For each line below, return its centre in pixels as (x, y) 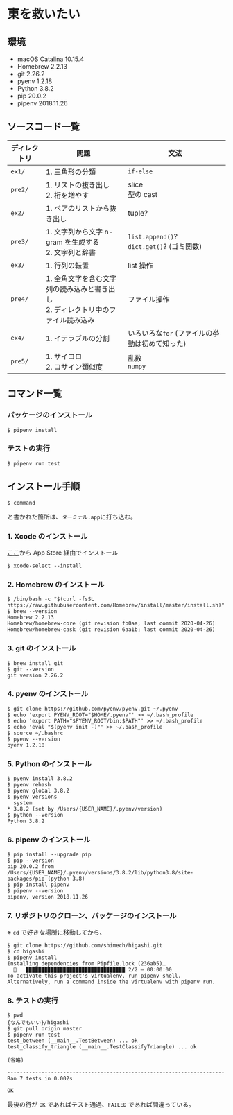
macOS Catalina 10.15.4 (51, 59)
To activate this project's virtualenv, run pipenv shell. (94, 976)
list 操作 (140, 266)
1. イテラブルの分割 (78, 338)
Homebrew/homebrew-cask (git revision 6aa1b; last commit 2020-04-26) (111, 630)
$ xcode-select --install (44, 566)
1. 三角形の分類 (71, 172)
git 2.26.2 (31, 74)
